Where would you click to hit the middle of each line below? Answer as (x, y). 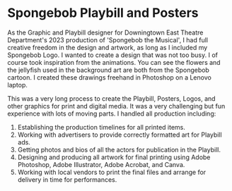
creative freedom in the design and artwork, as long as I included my (108, 47)
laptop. (18, 85)
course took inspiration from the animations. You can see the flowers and (114, 62)
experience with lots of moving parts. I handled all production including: (112, 113)
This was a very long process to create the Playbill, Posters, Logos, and (111, 98)
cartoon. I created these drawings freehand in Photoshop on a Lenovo (110, 77)
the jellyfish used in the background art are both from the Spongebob (109, 70)
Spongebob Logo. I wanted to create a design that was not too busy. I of (112, 55)
